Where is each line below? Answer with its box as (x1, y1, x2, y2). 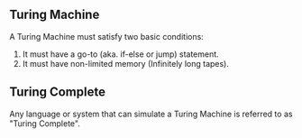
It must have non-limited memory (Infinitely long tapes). (22, 58, 230, 69)
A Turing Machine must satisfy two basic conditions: (9, 31, 205, 41)
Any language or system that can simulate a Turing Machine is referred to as (9, 108, 293, 119)
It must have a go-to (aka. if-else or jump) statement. (22, 49, 219, 60)
